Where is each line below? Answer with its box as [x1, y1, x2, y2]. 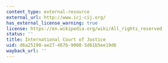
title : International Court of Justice [6, 37, 106, 43]
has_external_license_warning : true [6, 20, 98, 26]
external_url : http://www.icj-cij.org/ [6, 14, 106, 20]
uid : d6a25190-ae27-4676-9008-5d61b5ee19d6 [6, 43, 117, 49]
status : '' [6, 31, 34, 37]
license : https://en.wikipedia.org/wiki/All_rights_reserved [6, 25, 163, 32]
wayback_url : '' [6, 48, 47, 54]
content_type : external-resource [6, 8, 90, 15]
